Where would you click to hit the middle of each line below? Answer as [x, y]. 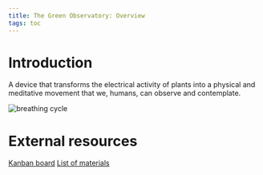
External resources [73, 141]
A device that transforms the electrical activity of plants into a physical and [132, 85]
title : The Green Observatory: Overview [77, 16]
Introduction [51, 63]
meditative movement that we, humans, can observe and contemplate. [125, 93]
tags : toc [25, 23]
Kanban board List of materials [59, 163]
